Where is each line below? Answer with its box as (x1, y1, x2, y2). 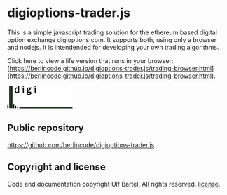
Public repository (7, 122, 84, 134)
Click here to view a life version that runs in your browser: (7, 56, 174, 65)
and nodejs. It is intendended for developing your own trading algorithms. (7, 43, 219, 51)
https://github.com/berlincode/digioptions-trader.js (7, 140, 155, 149)
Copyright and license (7, 161, 106, 173)
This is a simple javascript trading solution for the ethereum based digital (7, 28, 217, 36)
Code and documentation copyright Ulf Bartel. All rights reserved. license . (7, 180, 221, 188)
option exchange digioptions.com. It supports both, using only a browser (7, 35, 217, 43)
